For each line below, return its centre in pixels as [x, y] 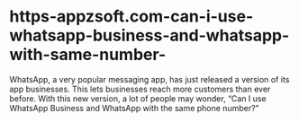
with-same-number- [88, 55]
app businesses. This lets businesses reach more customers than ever [140, 89]
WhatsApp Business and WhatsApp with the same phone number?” [134, 108]
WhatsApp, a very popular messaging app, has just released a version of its [149, 79]
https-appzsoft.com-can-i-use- [131, 17]
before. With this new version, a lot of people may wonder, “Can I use [138, 98]
